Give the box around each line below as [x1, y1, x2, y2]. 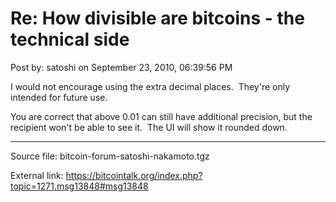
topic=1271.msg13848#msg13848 [10, 180, 149, 192]
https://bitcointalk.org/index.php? [65, 169, 203, 181]
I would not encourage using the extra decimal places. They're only [10, 80, 291, 92]
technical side [10, 28, 130, 51]
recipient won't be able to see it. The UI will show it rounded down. [10, 121, 288, 133]
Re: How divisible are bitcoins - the [10, 7, 305, 30]
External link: [10, 169, 64, 181]
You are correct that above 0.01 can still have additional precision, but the [10, 110, 313, 122]
